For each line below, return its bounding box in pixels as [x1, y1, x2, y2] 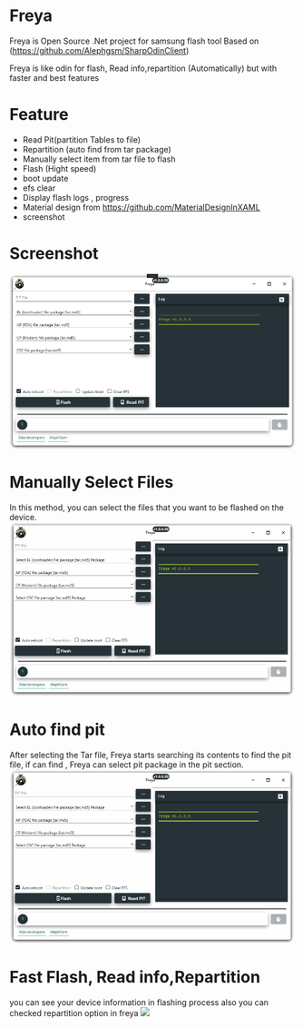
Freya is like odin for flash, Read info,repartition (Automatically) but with [9, 63, 278, 74]
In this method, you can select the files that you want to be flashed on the [9, 501, 284, 513]
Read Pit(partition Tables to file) [22, 133, 142, 145]
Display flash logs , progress [22, 192, 130, 202]
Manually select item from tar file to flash [22, 153, 176, 164]
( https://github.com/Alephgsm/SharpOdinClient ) [9, 44, 190, 55]
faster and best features [9, 72, 100, 83]
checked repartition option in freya [9, 1007, 139, 1018]
